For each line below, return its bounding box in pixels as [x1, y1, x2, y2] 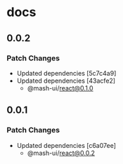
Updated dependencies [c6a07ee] [16, 141, 117, 149]
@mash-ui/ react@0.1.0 [27, 83, 93, 92]
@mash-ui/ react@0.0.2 [27, 149, 96, 157]
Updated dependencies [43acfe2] [16, 76, 116, 85]
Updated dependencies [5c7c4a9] [16, 69, 117, 77]
